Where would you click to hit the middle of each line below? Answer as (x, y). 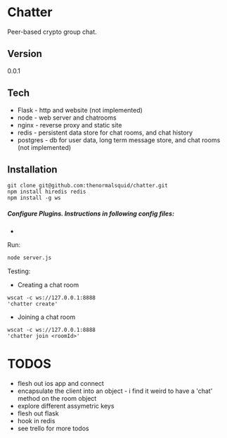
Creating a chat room (48, 285)
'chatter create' (33, 304)
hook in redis (36, 421)
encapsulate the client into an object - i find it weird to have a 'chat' (115, 391)
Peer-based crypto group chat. (52, 32)
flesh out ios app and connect (60, 384)
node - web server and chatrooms (67, 118)
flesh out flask (38, 413)
